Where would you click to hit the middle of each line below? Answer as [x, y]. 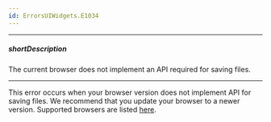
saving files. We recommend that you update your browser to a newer [124, 100]
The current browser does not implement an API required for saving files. [130, 69]
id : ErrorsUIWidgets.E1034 [54, 16]
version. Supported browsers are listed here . [83, 109]
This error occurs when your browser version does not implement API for [130, 92]
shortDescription [38, 49]
